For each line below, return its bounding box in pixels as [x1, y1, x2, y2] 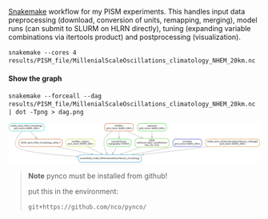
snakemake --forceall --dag [8, 92, 102, 101]
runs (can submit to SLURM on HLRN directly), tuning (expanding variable [8, 24, 251, 33]
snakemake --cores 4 [8, 49, 78, 57]
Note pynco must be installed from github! [27, 171, 168, 181]
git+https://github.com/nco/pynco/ [27, 203, 147, 211]
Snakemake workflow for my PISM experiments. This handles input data [8, 7, 246, 16]
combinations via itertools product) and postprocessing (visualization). [8, 32, 242, 42]
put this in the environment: [27, 186, 118, 196]
